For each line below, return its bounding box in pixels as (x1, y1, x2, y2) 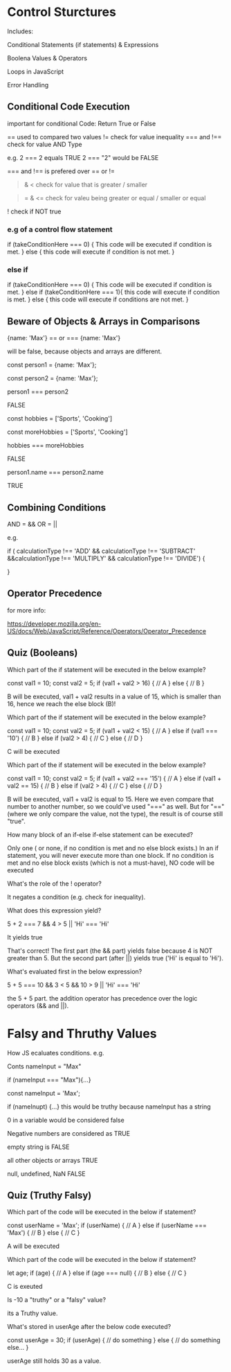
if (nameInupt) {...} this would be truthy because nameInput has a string (7, 1102, 211, 1111)
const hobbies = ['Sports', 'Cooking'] (7, 414, 113, 423)
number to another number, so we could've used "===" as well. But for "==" (7, 802, 225, 811)
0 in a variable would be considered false (7, 1116, 124, 1124)
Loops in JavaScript (7, 67, 64, 76)
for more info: (7, 606, 46, 614)
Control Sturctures (7, 4, 116, 20)
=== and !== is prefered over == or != (7, 167, 115, 175)
